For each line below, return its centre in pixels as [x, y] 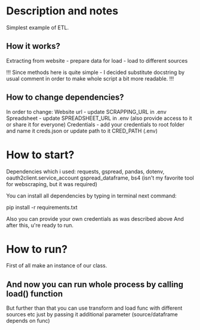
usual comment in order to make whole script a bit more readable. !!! [90, 78]
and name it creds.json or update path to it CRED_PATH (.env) [82, 131]
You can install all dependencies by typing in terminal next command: [92, 196]
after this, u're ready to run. [40, 225]
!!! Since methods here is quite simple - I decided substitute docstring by [96, 72]
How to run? [37, 249]
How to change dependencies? [65, 98]
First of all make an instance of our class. [57, 266]
